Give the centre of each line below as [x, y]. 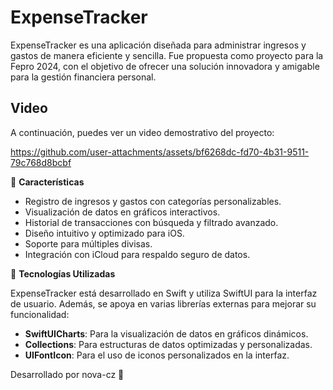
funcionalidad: [40, 314]
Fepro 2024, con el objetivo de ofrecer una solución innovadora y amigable [165, 66]
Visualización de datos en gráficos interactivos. [122, 212]
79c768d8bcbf [41, 162]
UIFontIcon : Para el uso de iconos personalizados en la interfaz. [157, 355]
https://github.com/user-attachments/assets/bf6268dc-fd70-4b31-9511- [160, 152]
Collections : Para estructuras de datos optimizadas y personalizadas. [168, 344]
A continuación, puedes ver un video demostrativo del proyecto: [142, 132]
